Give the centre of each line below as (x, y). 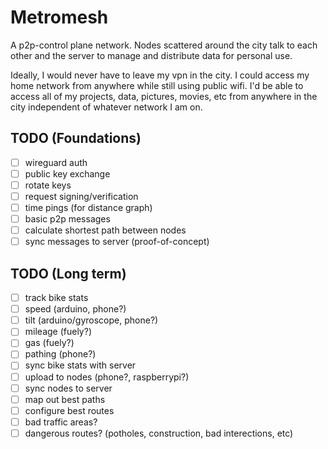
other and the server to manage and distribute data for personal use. (151, 55)
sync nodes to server (68, 388)
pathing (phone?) (60, 354)
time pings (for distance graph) (88, 207)
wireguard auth (56, 162)
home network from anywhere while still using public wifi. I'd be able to (157, 85)
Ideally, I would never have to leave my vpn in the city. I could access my (160, 75)
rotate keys (48, 185)
